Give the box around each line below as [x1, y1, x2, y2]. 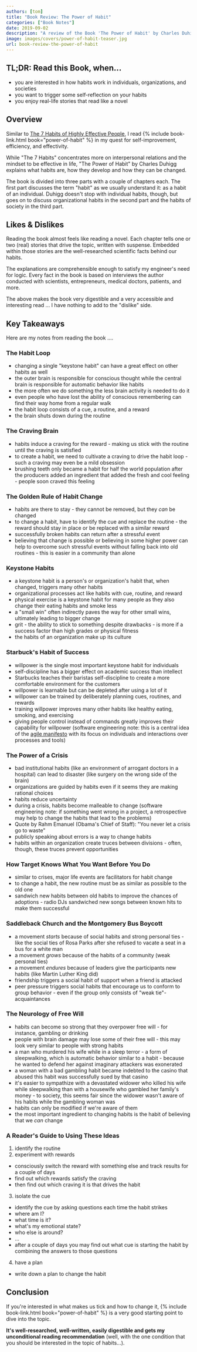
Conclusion [6, 1287, 49, 1297]
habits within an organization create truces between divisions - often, [14, 839, 182, 846]
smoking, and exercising [14, 711, 74, 718]
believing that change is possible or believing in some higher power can [14, 537, 188, 544]
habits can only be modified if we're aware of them [14, 1104, 138, 1111]
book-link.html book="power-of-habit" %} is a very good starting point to [6, 1309, 184, 1316]
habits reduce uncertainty [14, 795, 77, 802]
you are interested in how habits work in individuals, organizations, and [14, 79, 186, 86]
